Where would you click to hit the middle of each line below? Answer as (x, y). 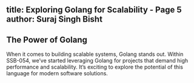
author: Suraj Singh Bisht (55, 20)
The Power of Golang (47, 39)
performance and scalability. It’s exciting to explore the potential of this (95, 67)
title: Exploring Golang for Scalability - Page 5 (94, 10)
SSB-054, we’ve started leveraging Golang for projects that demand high (97, 61)
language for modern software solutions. (57, 73)
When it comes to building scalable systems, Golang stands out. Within (95, 54)
